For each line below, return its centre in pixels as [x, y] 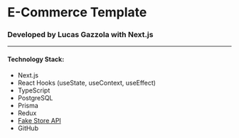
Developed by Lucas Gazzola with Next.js [80, 35]
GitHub [28, 128]
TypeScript [34, 90]
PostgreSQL [35, 97]
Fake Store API [39, 120]
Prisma [28, 105]
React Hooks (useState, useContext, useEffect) [87, 83]
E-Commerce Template [77, 12]
